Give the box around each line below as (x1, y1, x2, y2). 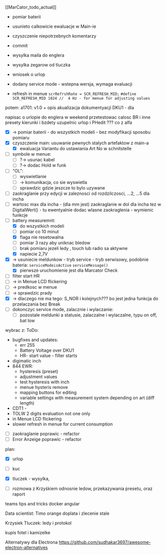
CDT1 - (12, 405, 27, 411)
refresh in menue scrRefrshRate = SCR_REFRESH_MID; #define (12, 91, 136, 96)
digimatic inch (12, 358, 41, 364)
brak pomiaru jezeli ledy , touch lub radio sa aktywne (19, 246, 128, 251)
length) (19, 400, 35, 406)
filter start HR (12, 273, 40, 279)
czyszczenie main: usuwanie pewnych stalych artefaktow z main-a (12, 140, 149, 146)
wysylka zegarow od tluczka (12, 62, 71, 67)
